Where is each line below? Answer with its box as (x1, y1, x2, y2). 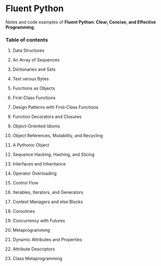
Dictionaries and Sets (12, 66, 56, 72)
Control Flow (12, 180, 39, 186)
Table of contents (5, 36, 48, 43)
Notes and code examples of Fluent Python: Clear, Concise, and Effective (5, 19, 156, 25)
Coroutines (12, 208, 35, 214)
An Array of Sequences (12, 57, 60, 63)
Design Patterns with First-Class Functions (12, 104, 99, 110)
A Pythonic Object (12, 142, 49, 148)
